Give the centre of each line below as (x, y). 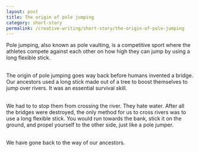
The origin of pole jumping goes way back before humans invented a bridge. (100, 75)
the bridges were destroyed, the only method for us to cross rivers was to (96, 112)
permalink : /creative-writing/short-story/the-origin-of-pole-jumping (95, 28)
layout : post (22, 12)
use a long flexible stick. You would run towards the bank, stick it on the (94, 119)
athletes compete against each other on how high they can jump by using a (98, 52)
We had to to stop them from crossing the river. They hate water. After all (95, 106)
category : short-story (34, 23)
